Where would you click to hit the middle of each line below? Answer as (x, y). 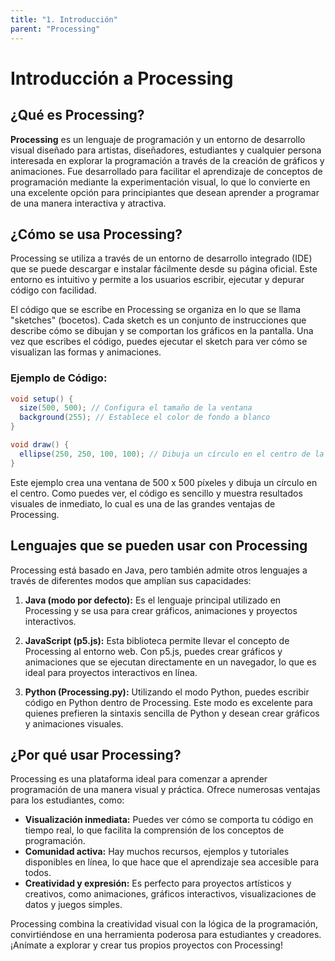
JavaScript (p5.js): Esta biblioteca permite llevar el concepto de (157, 640)
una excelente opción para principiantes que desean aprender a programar (165, 192)
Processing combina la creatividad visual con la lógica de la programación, (164, 924)
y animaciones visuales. (74, 723)
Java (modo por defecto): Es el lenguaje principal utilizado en (153, 600)
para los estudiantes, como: (67, 800)
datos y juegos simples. (73, 905)
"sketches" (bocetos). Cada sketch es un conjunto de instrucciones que (158, 320)
